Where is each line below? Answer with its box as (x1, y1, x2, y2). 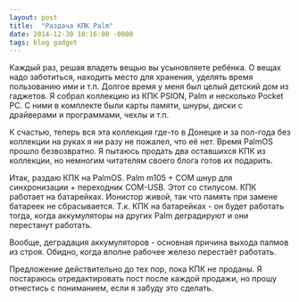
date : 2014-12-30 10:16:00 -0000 (9, 29, 134, 38)
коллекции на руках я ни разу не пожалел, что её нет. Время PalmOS (9, 136, 274, 147)
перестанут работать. (9, 220, 93, 231)
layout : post (9, 12, 58, 22)
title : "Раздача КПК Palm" (9, 21, 114, 30)
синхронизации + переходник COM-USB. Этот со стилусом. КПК (9, 182, 257, 192)
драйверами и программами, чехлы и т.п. (9, 110, 170, 120)
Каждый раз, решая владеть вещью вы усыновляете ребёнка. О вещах (9, 62, 281, 73)
